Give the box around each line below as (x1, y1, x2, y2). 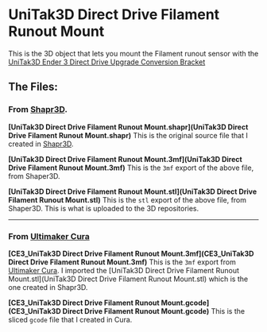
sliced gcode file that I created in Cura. (8, 315, 133, 324)
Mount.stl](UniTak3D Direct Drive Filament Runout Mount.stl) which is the (8, 274, 249, 284)
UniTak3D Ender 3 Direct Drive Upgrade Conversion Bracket (8, 57, 206, 67)
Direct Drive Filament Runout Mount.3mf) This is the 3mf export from (8, 257, 236, 267)
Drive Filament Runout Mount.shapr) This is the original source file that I (8, 130, 248, 140)
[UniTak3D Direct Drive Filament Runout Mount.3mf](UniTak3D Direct (8, 154, 242, 164)
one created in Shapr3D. (8, 282, 88, 291)
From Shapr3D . (8, 104, 68, 115)
